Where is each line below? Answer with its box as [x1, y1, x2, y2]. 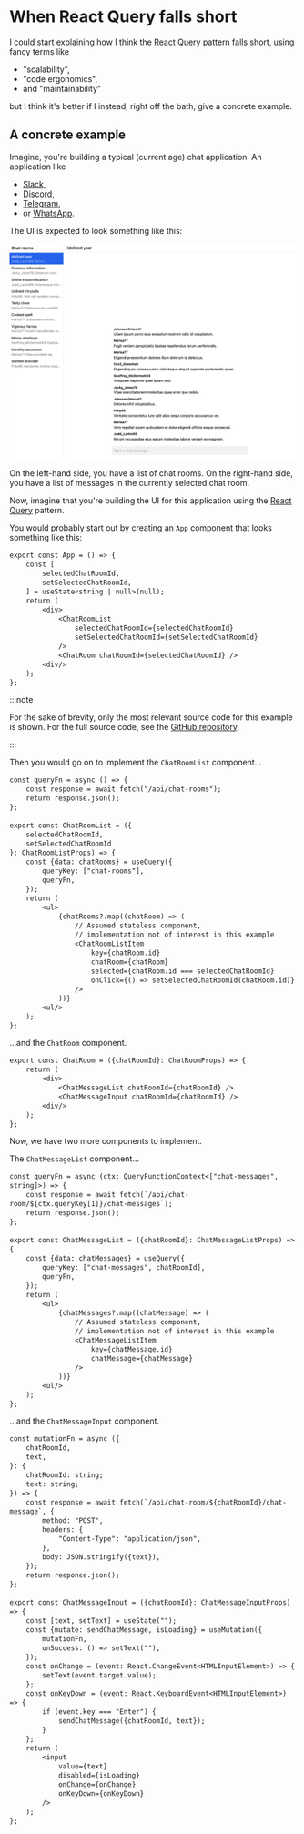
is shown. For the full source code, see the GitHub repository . [9, 721, 239, 732]
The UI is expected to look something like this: [9, 225, 183, 236]
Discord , [22, 188, 55, 199]
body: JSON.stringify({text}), [42, 1552, 161, 1562]
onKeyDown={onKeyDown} [57, 1788, 145, 1799]
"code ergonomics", [22, 73, 98, 84]
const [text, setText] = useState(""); [25, 1616, 177, 1626]
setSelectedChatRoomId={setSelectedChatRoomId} [74, 633, 258, 642]
